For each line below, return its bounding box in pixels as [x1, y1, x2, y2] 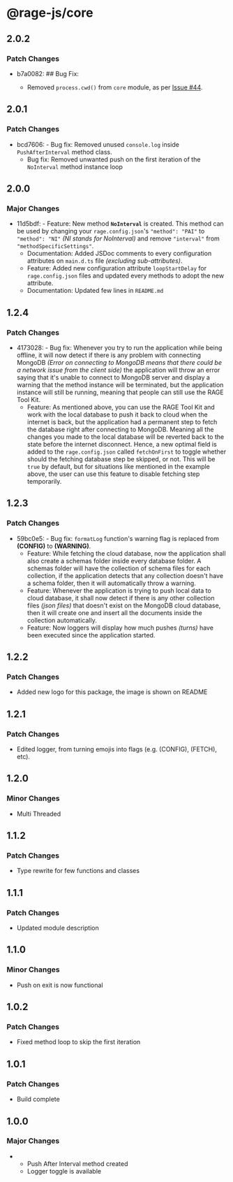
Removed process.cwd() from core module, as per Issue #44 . [27, 82, 203, 92]
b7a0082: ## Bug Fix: [16, 69, 80, 78]
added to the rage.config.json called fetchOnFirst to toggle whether [27, 447, 227, 456]
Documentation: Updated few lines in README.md [27, 287, 164, 295]
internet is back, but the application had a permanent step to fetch [27, 417, 218, 426]
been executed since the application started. [27, 630, 156, 639]
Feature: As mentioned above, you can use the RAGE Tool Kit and [27, 403, 216, 411]
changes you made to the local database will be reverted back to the [27, 432, 225, 441]
